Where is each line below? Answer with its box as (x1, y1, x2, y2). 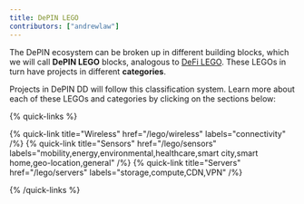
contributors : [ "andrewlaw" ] (9, 22, 120, 31)
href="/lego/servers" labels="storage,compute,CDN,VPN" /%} (9, 167, 243, 178)
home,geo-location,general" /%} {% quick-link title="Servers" (9, 157, 241, 168)
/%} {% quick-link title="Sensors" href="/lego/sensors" (9, 138, 217, 149)
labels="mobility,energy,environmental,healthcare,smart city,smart (9, 147, 259, 159)
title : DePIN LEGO (9, 13, 79, 23)
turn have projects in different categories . (9, 65, 166, 77)
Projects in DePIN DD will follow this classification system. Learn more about (9, 83, 295, 94)
